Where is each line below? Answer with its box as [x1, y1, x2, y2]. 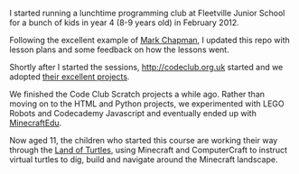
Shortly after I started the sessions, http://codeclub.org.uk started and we [9, 62, 284, 72]
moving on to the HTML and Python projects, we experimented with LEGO [9, 98, 285, 109]
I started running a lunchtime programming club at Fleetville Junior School [9, 8, 285, 18]
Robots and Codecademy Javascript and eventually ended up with [9, 108, 257, 118]
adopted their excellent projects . [9, 71, 130, 82]
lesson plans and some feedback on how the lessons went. [9, 44, 229, 55]
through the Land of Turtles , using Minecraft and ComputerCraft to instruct [9, 144, 287, 155]
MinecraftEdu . [9, 117, 62, 128]
